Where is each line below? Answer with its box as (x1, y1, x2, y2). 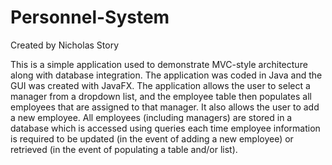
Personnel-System (10, 6, 170, 29)
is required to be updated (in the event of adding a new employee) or (10, 132, 294, 145)
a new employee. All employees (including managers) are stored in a (10, 111, 293, 123)
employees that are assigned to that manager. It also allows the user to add (10, 101, 320, 113)
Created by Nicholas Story (10, 39, 120, 51)
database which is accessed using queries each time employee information (10, 122, 321, 134)
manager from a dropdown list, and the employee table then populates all (10, 90, 312, 102)
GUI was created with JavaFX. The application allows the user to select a (10, 79, 311, 91)
